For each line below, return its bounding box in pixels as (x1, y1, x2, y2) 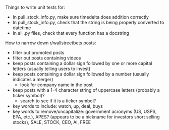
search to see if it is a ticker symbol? (20, 98, 96, 104)
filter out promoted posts (12, 50, 65, 55)
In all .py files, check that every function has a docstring (12, 30, 130, 36)
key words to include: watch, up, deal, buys (12, 103, 103, 109)
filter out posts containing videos (12, 55, 81, 61)
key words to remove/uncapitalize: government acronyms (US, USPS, (12, 108, 157, 114)
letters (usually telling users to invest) (12, 66, 91, 72)
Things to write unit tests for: (5, 5, 66, 10)
